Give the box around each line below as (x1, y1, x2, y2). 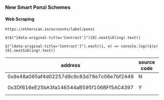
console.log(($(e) (121, 44, 159, 49)
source (138, 59, 155, 66)
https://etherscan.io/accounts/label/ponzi (5, 27, 95, 32)
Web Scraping (5, 16, 35, 22)
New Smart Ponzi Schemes (5, 4, 71, 11)
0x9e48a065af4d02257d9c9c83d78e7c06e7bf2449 (7, 73, 134, 80)
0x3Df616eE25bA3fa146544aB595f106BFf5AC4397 (7, 84, 134, 91)
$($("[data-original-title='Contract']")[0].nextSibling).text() (5, 36, 141, 40)
